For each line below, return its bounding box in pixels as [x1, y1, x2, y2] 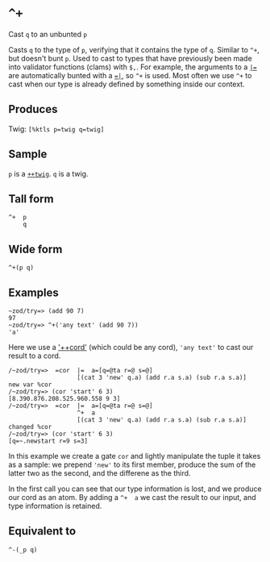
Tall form [8, 192, 54, 206]
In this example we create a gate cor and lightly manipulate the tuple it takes [8, 452, 261, 460]
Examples [8, 285, 59, 299]
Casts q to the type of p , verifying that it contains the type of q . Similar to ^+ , [8, 44, 260, 54]
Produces [8, 102, 58, 116]
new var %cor [8, 381, 52, 389]
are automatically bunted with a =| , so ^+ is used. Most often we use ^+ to [8, 70, 252, 80]
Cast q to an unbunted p [8, 29, 87, 39]
